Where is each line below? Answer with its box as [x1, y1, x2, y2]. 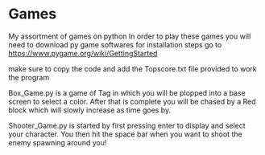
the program [8, 72, 50, 82]
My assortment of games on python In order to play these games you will [8, 31, 251, 41]
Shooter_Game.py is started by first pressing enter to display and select [8, 120, 246, 130]
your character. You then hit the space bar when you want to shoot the [8, 129, 243, 139]
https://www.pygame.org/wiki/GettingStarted [8, 48, 158, 58]
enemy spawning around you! [8, 137, 107, 147]
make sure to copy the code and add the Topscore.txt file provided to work [8, 63, 258, 73]
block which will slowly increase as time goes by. [8, 105, 172, 115]
